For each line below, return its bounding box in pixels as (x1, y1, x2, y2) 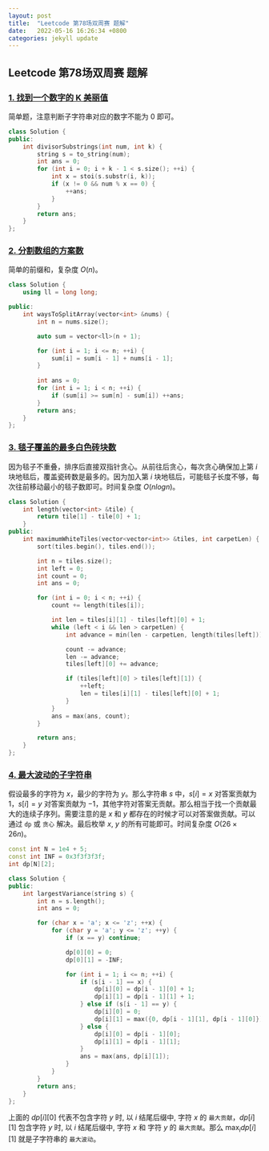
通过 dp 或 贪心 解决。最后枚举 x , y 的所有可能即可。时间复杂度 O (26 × (8, 820, 238, 829)
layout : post (8, 11, 52, 20)
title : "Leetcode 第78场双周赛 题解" (8, 19, 130, 27)
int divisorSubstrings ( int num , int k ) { (22, 142, 163, 151)
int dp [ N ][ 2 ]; (8, 860, 56, 868)
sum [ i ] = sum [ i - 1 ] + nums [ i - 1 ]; (50, 354, 174, 362)
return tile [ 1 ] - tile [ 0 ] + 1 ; (37, 513, 142, 521)
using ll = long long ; (22, 288, 98, 297)
